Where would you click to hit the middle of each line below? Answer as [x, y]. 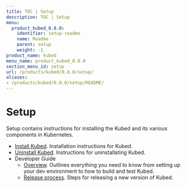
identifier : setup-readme [49, 34]
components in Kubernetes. [40, 134]
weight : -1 [30, 50]
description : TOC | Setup [38, 17]
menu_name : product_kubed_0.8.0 [46, 61]
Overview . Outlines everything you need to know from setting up [102, 165]
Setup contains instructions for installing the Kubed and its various [87, 128]
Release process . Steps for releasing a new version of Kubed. [98, 177]
